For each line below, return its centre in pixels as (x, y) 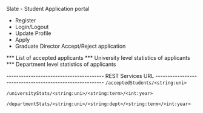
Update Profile (33, 33)
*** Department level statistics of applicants (61, 64)
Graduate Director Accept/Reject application (70, 46)
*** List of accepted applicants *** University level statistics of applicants (98, 58)
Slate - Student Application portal (48, 9)
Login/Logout (32, 27)
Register (25, 20)
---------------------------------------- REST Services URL (80, 76)
